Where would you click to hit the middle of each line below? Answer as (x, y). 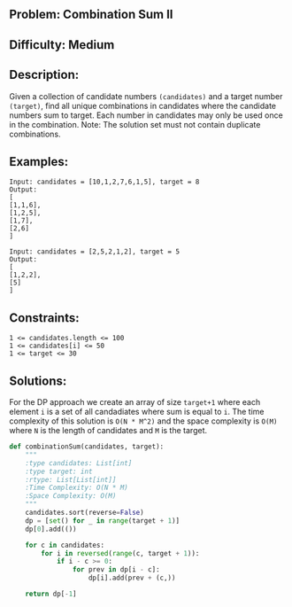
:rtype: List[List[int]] (71, 479)
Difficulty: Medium (62, 45)
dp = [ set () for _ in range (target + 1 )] (102, 521)
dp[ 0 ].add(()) (51, 529)
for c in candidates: (65, 545)
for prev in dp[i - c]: (116, 570)
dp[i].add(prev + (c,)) (132, 578)
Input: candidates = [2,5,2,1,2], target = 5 (94, 252)
